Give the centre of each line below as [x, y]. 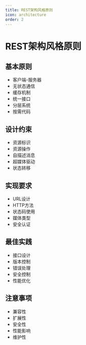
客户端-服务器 [27, 80]
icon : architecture [26, 15]
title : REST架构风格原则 [29, 10]
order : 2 [14, 19]
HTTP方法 [23, 205]
